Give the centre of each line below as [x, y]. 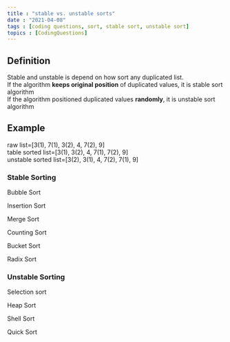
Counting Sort [27, 232]
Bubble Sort [24, 192]
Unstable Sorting [36, 277]
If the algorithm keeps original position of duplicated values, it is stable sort [115, 85]
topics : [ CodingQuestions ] [48, 33]
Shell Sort [21, 319]
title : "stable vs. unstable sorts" [61, 13]
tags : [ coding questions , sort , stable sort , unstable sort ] [98, 26]
